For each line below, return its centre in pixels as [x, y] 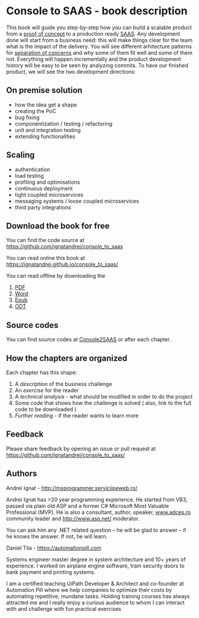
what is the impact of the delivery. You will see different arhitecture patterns [99, 46]
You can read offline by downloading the [56, 276]
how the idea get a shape [46, 105]
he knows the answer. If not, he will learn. [57, 536]
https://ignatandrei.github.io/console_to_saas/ [62, 264]
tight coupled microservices [49, 195]
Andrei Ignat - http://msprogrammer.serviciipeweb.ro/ [72, 488]
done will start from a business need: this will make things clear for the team [99, 40]
